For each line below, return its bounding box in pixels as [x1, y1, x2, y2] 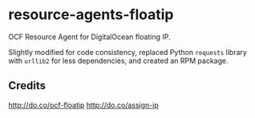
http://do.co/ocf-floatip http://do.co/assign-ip [8, 100, 159, 109]
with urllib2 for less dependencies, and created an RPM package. [8, 56, 229, 65]
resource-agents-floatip [8, 6, 174, 24]
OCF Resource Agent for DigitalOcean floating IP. [8, 32, 171, 41]
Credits [8, 79, 47, 92]
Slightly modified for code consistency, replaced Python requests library [8, 47, 247, 57]
